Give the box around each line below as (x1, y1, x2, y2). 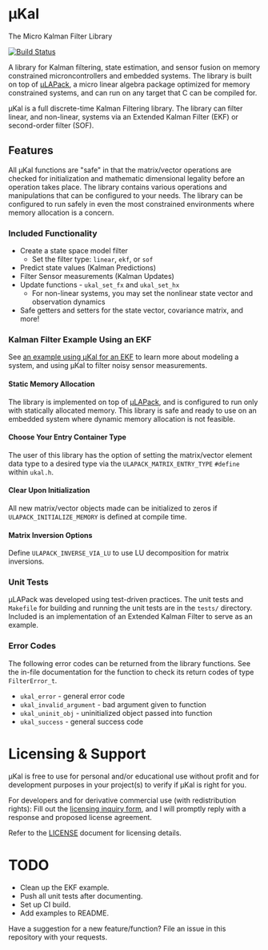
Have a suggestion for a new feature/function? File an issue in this (8, 924, 226, 933)
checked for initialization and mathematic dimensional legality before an (8, 173, 246, 183)
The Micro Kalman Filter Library (8, 31, 113, 41)
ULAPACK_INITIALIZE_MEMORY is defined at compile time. (8, 511, 187, 521)
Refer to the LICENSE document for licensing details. (8, 827, 182, 838)
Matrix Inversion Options (8, 530, 93, 540)
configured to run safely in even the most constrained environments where (8, 199, 254, 208)
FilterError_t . (8, 675, 58, 685)
